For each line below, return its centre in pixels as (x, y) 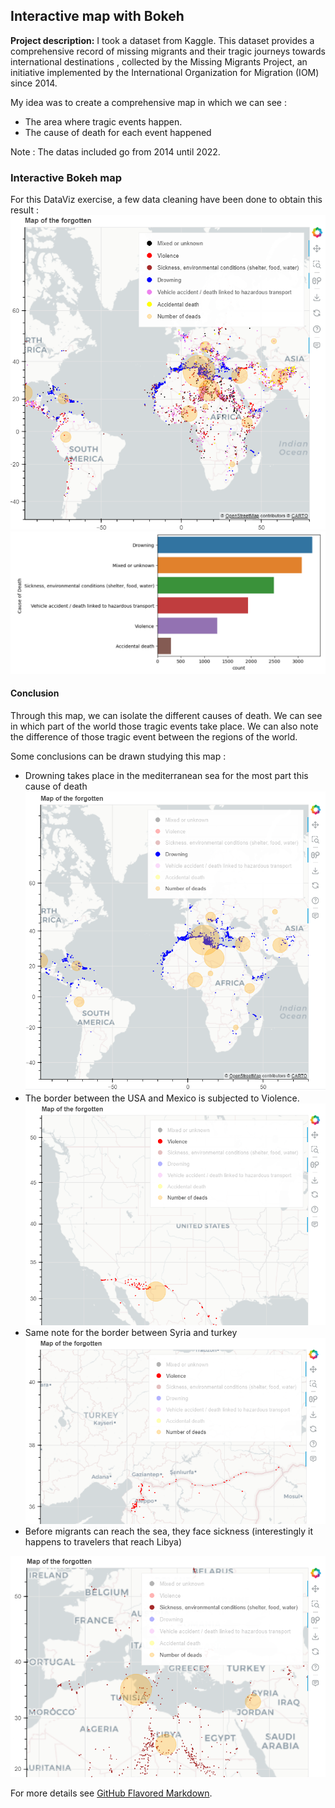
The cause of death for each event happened (118, 132)
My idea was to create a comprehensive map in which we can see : (148, 102)
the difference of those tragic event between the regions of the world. (154, 736)
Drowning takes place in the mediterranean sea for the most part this (166, 775)
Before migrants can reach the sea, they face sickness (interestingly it (169, 1531)
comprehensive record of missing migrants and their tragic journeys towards (168, 51)
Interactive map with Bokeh (97, 16)
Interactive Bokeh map (66, 177)
